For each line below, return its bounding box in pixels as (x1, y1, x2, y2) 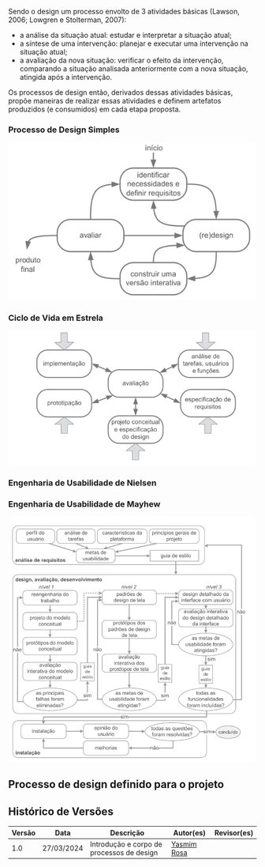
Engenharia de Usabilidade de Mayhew (8, 499, 161, 510)
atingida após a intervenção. (19, 73, 113, 81)
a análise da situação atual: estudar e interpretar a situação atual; (19, 31, 233, 40)
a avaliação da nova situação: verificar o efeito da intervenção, (19, 55, 224, 65)
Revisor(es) (214, 827, 254, 837)
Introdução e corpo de (89, 839, 163, 849)
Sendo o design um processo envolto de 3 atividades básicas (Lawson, (8, 7, 241, 16)
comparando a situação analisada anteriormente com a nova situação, (19, 64, 248, 74)
